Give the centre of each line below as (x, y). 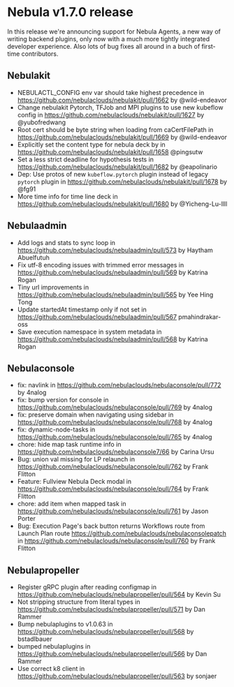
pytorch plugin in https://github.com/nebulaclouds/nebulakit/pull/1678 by (122, 182)
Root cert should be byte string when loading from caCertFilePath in (115, 129)
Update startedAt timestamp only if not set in (82, 309)
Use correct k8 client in (51, 669)
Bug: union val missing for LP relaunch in (76, 459)
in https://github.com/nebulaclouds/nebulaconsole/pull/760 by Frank (116, 541)
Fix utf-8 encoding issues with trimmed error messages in (101, 265)
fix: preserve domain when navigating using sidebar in (95, 415)
